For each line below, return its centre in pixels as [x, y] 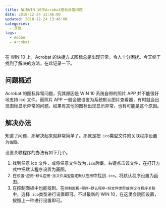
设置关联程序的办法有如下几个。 [38, 153]
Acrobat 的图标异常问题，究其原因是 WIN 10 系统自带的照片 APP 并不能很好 [82, 93]
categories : [17, 24]
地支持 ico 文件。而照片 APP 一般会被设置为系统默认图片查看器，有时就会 [80, 100]
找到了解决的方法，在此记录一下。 [40, 63]
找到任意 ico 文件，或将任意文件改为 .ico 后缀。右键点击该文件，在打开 [84, 163]
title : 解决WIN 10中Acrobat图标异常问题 [44, 10]
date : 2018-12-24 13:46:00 [33, 14]
